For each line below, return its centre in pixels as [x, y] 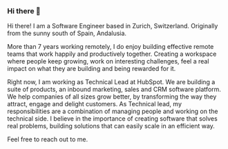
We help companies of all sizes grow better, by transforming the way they [112, 97]
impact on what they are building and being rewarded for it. [92, 69]
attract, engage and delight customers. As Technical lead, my [94, 104]
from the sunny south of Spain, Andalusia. [67, 33]
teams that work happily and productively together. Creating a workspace [112, 54]
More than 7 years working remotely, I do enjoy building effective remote [111, 47]
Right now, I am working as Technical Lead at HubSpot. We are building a [111, 82]
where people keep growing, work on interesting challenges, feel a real [108, 61]
